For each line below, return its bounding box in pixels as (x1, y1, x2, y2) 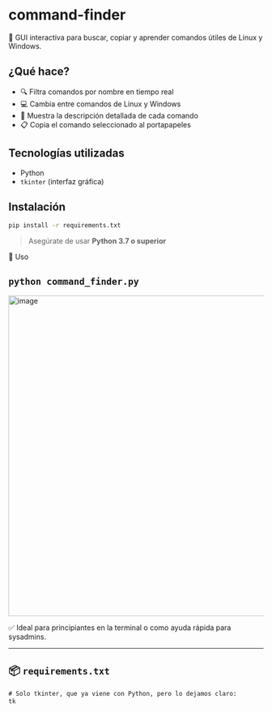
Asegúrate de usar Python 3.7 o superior (28, 236, 167, 246)
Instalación (8, 200, 66, 214)
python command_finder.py (8, 275, 139, 287)
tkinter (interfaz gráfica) (19, 176, 104, 186)
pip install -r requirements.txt (8, 222, 121, 230)
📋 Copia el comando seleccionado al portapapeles (19, 119, 192, 129)
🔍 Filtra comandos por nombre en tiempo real (19, 87, 174, 97)
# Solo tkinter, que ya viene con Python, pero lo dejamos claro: (8, 689, 237, 697)
